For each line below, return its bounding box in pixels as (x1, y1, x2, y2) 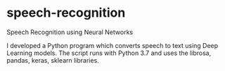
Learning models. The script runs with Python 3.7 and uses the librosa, (6, 49, 212, 57)
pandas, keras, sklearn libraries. (6, 56, 99, 64)
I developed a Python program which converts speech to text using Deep (6, 41, 219, 49)
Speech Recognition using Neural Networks (6, 28, 134, 36)
